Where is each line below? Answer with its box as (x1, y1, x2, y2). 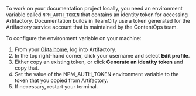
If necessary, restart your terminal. (14, 83, 98, 90)
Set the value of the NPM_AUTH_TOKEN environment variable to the (14, 71, 179, 77)
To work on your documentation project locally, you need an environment (6, 5, 183, 12)
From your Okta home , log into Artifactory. (14, 46, 116, 53)
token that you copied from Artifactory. (14, 77, 109, 84)
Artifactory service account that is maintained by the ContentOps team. (6, 23, 178, 30)
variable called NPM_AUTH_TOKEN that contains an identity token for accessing (6, 11, 188, 18)
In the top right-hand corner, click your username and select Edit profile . (14, 52, 190, 59)
